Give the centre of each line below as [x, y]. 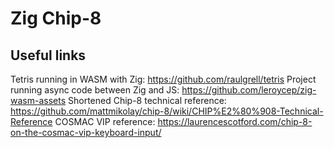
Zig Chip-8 [56, 18]
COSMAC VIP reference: [105, 121]
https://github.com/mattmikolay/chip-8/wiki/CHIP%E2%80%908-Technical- [167, 111]
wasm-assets [38, 100]
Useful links [48, 55]
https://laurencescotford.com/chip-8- [235, 121]
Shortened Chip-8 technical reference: [147, 100]
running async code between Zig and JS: [95, 90]
